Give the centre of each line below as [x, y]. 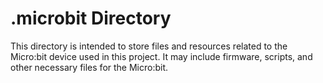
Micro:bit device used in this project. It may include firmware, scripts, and [161, 56]
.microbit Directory [91, 18]
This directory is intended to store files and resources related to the [149, 46]
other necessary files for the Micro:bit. [89, 67]
